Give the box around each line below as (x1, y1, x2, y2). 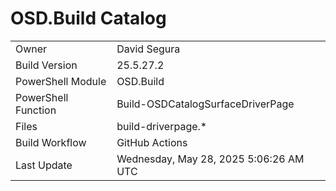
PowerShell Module (15, 74, 107, 88)
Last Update (15, 158, 73, 172)
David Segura (116, 42, 181, 56)
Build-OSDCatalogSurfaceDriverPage (116, 97, 295, 111)
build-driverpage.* (116, 119, 208, 133)
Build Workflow (15, 135, 87, 149)
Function (15, 103, 57, 117)
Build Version (15, 58, 78, 72)
